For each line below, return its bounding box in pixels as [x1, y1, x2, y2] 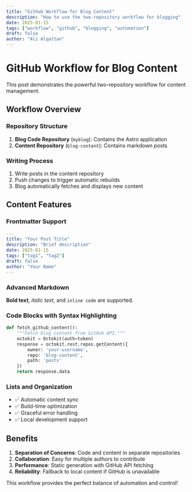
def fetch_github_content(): [6, 325, 78, 331]
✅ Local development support [14, 416, 88, 423]
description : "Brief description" [6, 242, 92, 248]
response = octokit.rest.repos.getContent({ [17, 341, 128, 347]
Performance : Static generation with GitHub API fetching [14, 462, 154, 469]
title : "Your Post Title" [6, 236, 70, 242]
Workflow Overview [6, 105, 82, 115]
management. [6, 87, 40, 95]
